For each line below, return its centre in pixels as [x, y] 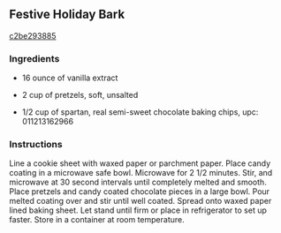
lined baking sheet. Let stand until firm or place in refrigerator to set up [138, 210]
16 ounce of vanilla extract [70, 78]
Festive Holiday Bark [67, 15]
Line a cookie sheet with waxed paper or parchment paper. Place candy [140, 163]
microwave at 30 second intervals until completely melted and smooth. [138, 182]
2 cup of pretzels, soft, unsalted [80, 95]
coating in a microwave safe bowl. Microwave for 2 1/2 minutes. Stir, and [141, 173]
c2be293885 [33, 35]
